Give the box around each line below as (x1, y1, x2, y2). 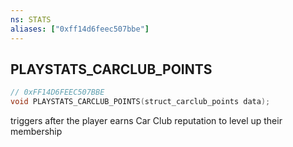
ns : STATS (10, 14, 52, 25)
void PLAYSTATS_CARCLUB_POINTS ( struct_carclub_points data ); (10, 97, 271, 107)
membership (10, 126, 63, 138)
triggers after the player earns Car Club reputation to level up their (10, 115, 283, 127)
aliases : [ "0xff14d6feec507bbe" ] (10, 24, 150, 34)
